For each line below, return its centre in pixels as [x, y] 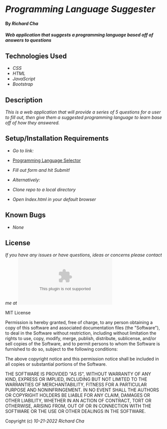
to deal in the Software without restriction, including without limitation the [81, 333]
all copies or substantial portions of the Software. [56, 364]
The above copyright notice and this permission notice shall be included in [82, 359]
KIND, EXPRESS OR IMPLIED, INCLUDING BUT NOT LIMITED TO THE [76, 379]
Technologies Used [36, 56]
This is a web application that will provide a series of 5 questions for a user [83, 112]
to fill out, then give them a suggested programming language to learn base [83, 117]
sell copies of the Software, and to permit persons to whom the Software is [83, 344]
